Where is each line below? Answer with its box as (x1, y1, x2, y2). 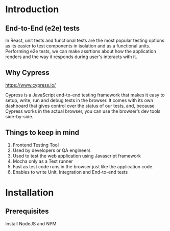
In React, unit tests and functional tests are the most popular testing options (5, 37, 165, 43)
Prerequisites (5, 207, 49, 216)
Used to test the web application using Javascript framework (12, 152, 141, 159)
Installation (5, 187, 54, 198)
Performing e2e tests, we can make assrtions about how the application (5, 48, 157, 54)
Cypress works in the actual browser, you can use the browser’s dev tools (5, 108, 161, 114)
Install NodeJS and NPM (5, 220, 57, 226)
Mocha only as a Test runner (12, 158, 73, 164)
